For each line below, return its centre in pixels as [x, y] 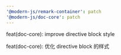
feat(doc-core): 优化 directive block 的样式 [58, 46]
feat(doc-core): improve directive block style [60, 34]
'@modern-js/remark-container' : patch [54, 12]
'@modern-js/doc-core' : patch [43, 17]
